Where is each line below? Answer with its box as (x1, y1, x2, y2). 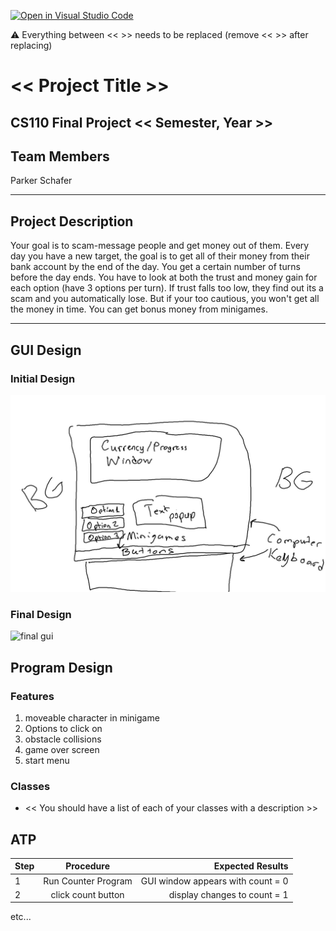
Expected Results (213, 860, 289, 872)
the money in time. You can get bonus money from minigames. (10, 303, 268, 315)
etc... (10, 911, 32, 923)
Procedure (65, 860, 110, 872)
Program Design (10, 659, 113, 676)
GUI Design (10, 341, 82, 359)
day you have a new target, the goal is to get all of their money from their (10, 250, 310, 262)
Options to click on (24, 722, 103, 734)
